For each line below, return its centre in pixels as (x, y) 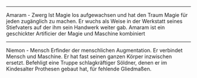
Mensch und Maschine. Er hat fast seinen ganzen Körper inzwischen (89, 56)
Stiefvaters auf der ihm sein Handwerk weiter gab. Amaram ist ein (86, 27)
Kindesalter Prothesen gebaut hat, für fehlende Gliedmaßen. (79, 69)
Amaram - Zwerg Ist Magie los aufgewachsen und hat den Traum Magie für (97, 15)
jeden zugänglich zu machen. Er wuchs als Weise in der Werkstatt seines (94, 21)
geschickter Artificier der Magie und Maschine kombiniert (76, 33)
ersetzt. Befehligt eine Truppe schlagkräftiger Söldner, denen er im (86, 63)
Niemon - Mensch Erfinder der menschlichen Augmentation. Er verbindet (94, 50)
